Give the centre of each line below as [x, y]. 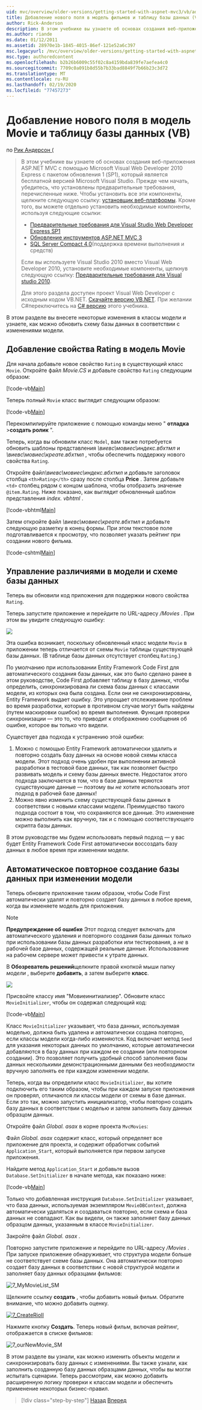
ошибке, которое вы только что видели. [57, 725]
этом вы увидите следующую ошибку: [56, 620]
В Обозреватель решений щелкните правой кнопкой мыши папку [91, 967]
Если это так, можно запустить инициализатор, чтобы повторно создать [99, 1102]
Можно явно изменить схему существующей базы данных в [93, 800]
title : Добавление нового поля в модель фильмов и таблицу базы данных [98, 18]
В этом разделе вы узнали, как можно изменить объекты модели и [93, 1357]
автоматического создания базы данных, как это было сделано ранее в [99, 674]
